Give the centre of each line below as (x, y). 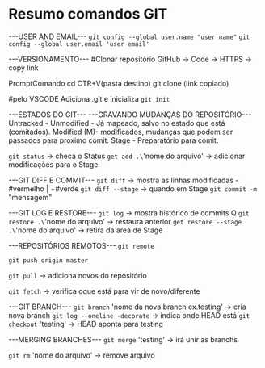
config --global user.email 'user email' (79, 44)
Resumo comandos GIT (88, 14)
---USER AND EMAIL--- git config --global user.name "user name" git (129, 36)
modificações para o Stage (53, 164)
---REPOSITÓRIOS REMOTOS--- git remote (82, 245)
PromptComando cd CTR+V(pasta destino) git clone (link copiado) (119, 83)
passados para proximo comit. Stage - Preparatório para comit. (114, 140)
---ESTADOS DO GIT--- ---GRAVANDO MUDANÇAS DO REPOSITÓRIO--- (130, 115)
